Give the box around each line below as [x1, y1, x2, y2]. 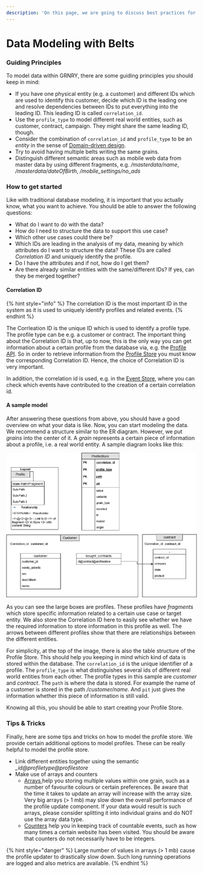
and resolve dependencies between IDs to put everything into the [14, 103, 178, 110]
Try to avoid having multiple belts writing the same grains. [14, 148, 159, 156]
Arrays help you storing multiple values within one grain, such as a [24, 777, 190, 784]
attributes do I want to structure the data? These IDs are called [14, 247, 171, 254]
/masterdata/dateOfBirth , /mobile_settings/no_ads [14, 167, 141, 175]
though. [14, 129, 35, 136]
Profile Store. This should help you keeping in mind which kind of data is [6, 654, 186, 661]
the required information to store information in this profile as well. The [6, 623, 182, 630]
